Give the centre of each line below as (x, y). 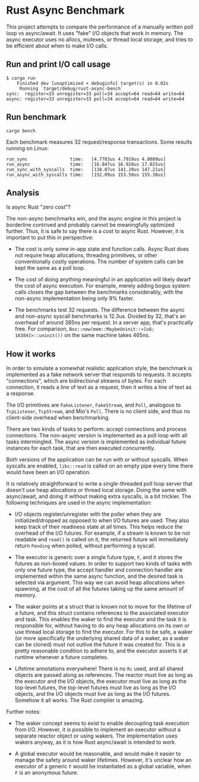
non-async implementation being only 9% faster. (75, 298)
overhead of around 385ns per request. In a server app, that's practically (104, 323)
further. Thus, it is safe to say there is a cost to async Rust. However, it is (95, 231)
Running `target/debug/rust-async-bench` (71, 89)
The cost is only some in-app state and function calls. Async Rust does (102, 249)
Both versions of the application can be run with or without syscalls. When (97, 460)
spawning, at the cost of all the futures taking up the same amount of (99, 589)
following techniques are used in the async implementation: (79, 503)
